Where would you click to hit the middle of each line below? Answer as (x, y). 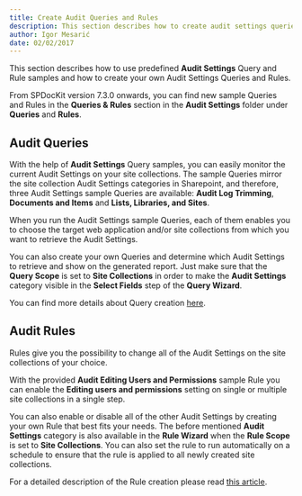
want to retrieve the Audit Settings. (74, 239)
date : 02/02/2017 (42, 43)
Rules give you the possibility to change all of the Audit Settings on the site (147, 353)
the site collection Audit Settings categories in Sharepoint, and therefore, (144, 184)
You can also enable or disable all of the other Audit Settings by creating (143, 416)
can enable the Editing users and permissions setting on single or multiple (148, 389)
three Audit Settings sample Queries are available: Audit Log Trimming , (142, 194)
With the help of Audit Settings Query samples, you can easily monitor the (147, 165)
